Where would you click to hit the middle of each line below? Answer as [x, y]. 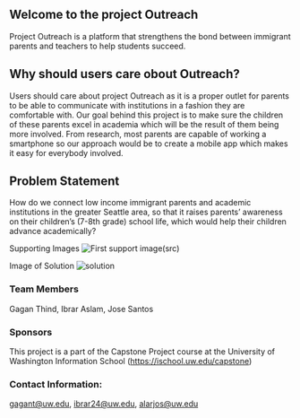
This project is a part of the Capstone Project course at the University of [142, 352]
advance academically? [53, 231]
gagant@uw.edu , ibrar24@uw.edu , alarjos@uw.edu [104, 404]
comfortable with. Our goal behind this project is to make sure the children [146, 115]
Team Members [44, 289]
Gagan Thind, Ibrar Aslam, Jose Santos [81, 309]
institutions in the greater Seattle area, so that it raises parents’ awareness [146, 212]
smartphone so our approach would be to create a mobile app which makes [149, 144]
